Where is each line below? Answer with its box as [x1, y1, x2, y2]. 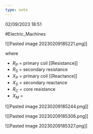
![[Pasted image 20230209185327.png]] [5, 123, 87, 129]
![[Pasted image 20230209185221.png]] [5, 41, 87, 47]
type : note [5, 7, 28, 13]
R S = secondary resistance [12, 66, 68, 74]
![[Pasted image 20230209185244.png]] [5, 103, 88, 109]
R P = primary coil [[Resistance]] [12, 60, 78, 67]
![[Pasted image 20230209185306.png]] [5, 113, 88, 119]
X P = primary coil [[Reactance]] [12, 73, 77, 80]
